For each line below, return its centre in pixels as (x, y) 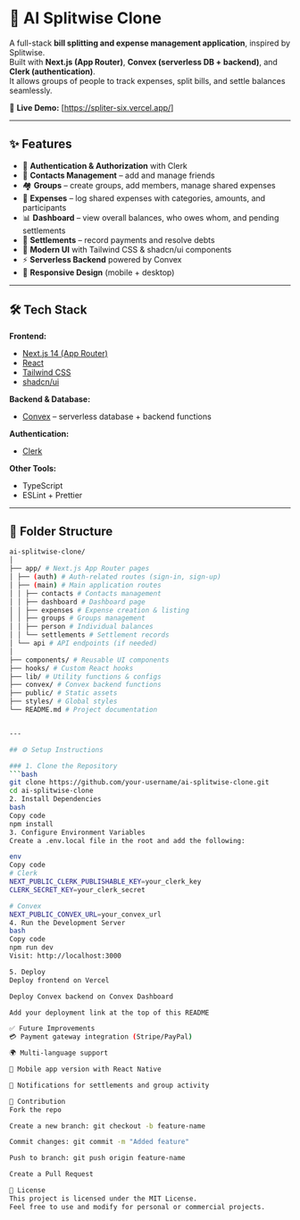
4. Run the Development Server (67, 923)
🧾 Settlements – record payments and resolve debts (119, 239)
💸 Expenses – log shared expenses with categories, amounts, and (144, 198)
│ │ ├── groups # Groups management (77, 618)
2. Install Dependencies (55, 799)
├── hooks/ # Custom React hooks (71, 668)
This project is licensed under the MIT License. (104, 1199)
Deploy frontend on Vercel (59, 980)
